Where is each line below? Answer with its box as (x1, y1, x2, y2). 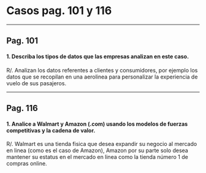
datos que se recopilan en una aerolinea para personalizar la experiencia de (6, 73, 198, 80)
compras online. (6, 160, 47, 167)
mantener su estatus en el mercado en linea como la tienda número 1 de (6, 153, 188, 161)
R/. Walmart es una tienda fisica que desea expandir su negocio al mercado (6, 140, 197, 148)
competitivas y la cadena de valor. (6, 126, 96, 134)
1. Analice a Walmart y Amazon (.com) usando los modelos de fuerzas (6, 120, 188, 128)
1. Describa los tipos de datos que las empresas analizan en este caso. (6, 53, 189, 60)
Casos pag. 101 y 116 (6, 4, 112, 18)
